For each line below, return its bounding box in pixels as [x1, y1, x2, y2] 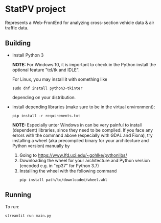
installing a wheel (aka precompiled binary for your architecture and [12, 137, 149, 143]
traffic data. [5, 25, 28, 30]
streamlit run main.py [5, 213, 51, 218]
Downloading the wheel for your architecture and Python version [19, 157, 150, 163]
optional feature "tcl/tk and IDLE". [12, 67, 80, 73]
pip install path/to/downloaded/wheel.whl [19, 177, 108, 182]
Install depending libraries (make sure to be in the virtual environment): [12, 104, 155, 110]
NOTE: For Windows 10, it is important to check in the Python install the [12, 61, 156, 67]
